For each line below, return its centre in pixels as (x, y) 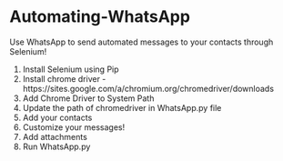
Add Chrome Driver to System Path (88, 98)
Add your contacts (57, 117)
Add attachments (55, 136)
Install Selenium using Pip (71, 69)
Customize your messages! (74, 127)
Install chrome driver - (64, 78)
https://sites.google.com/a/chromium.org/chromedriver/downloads (148, 88)
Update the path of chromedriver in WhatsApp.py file (122, 107)
